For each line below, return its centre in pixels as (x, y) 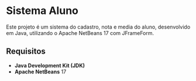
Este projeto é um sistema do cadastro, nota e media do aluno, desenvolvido (98, 27)
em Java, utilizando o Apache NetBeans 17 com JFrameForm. (80, 33)
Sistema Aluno (42, 11)
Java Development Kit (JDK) (50, 65)
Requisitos (26, 52)
